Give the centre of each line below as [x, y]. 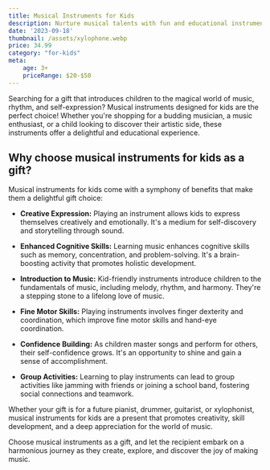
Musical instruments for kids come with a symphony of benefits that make [131, 190]
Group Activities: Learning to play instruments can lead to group [127, 377]
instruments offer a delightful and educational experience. [104, 133]
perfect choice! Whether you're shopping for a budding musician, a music [131, 115]
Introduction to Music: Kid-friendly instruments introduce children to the [141, 279]
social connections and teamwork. [77, 394]
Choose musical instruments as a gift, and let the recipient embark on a [127, 442]
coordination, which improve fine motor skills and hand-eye [118, 320]
